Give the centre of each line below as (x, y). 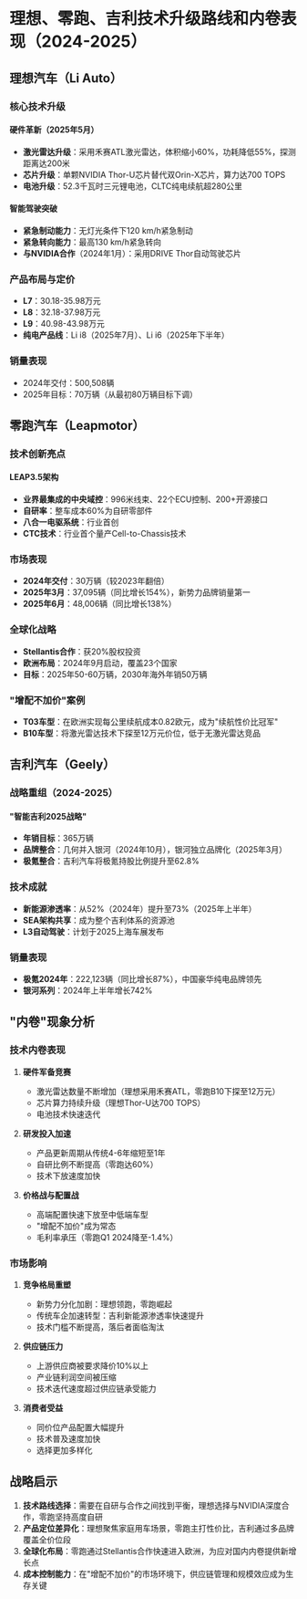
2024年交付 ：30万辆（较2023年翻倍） (96, 581)
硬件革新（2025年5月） (54, 130)
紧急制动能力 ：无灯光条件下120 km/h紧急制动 (108, 230)
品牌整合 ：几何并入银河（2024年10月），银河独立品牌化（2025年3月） (154, 850)
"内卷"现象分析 (52, 1022)
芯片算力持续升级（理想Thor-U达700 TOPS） (121, 1103)
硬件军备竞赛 (46, 1071)
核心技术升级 (38, 106)
